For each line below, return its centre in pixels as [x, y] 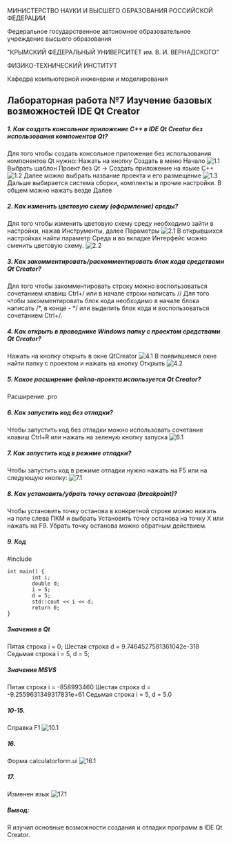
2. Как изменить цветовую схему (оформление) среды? [93, 206]
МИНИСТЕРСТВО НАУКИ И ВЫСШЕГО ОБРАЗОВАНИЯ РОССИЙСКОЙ [110, 11]
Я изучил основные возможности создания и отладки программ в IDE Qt [115, 827]
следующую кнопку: [37, 478]
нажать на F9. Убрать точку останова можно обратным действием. [107, 526]
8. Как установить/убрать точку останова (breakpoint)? [92, 493]
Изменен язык [28, 794]
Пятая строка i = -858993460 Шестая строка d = [79, 687]
